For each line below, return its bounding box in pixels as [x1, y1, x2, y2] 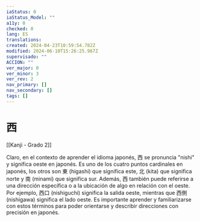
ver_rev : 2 [6, 76, 34, 82]
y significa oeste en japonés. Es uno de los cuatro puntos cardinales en [6, 160, 183, 168]
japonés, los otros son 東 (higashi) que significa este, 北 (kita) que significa [6, 167, 192, 175]
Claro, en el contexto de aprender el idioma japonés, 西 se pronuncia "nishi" [6, 153, 195, 160]
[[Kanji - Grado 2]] [6, 141, 52, 148]
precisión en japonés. [6, 209, 60, 216]
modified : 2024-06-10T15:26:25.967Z [6, 48, 98, 54]
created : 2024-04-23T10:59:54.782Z [6, 43, 96, 49]
